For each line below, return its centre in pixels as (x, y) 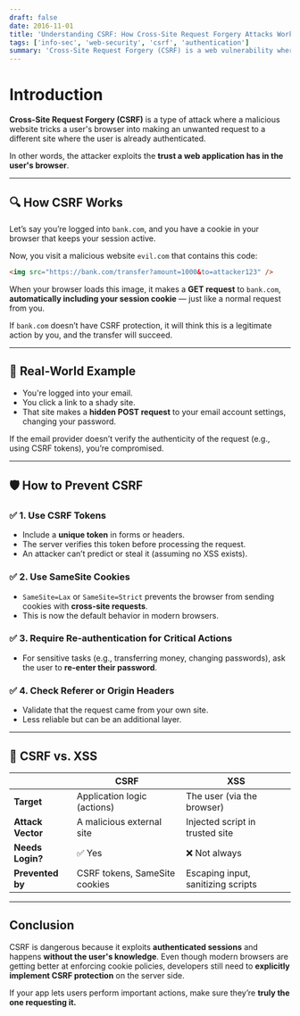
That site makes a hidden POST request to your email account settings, (154, 412)
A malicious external (119, 821)
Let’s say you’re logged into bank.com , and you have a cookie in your (134, 229)
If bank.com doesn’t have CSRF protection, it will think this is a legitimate (141, 325)
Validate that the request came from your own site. (115, 710)
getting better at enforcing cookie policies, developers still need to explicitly (150, 966)
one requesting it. (43, 1002)
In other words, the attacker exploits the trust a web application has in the (146, 156)
